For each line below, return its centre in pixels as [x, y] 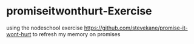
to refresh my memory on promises [76, 34]
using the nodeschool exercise [45, 28]
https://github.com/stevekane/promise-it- [136, 28]
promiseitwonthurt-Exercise [79, 11]
